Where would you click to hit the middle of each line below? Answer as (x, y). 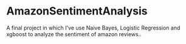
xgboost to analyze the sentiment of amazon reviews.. (74, 34)
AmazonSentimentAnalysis (77, 11)
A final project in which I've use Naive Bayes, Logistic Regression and (93, 28)
